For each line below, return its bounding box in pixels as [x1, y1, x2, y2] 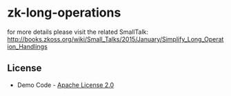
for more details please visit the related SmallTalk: [7, 28, 149, 36]
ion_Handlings [7, 42, 48, 50]
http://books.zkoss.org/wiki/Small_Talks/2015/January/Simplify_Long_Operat [7, 35, 224, 43]
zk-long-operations [7, 5, 121, 21]
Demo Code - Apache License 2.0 [17, 81, 114, 89]
